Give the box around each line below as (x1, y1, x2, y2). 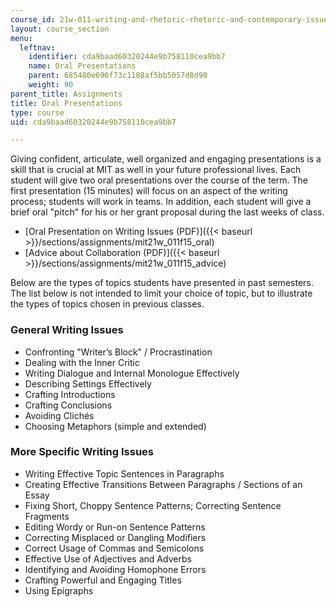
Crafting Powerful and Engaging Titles (24, 574, 182, 586)
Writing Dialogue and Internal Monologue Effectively (24, 367, 240, 379)
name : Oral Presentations (28, 61, 137, 71)
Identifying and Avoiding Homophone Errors (24, 563, 207, 575)
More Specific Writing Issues (10, 445, 154, 459)
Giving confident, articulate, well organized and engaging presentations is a (10, 153, 322, 165)
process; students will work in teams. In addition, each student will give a (10, 196, 312, 208)
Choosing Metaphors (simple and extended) (24, 420, 207, 432)
